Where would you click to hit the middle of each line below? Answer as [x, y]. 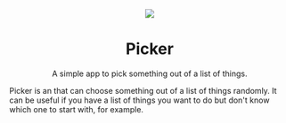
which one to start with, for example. [77, 109]
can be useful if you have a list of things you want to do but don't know [139, 100]
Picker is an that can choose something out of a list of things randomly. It [143, 90]
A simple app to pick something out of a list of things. [150, 73]
